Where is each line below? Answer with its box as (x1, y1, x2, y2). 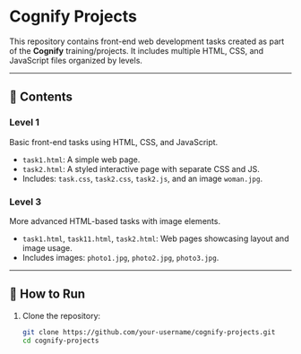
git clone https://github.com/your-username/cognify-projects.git (21, 327, 276, 337)
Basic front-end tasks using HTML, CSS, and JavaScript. (9, 136, 219, 147)
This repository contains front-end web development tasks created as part (9, 36, 285, 47)
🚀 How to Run (9, 287, 86, 302)
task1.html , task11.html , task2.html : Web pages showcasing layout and (21, 233, 289, 244)
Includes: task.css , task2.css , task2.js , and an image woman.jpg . (21, 173, 262, 184)
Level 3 (9, 195, 42, 208)
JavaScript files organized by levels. (9, 55, 143, 65)
